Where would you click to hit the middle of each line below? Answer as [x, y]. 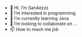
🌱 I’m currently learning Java [39, 18]
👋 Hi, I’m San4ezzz [29, 8]
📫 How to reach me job [34, 29]
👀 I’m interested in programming [43, 13]
